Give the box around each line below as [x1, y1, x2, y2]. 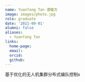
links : [5, 39, 19, 44]
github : [9, 57, 25, 62]
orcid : [9, 53, 23, 58]
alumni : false [5, 26, 34, 30]
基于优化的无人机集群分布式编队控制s [5, 72, 81, 78]
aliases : [5, 30, 23, 35]
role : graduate [5, 16, 36, 21]
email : [9, 48, 23, 53]
